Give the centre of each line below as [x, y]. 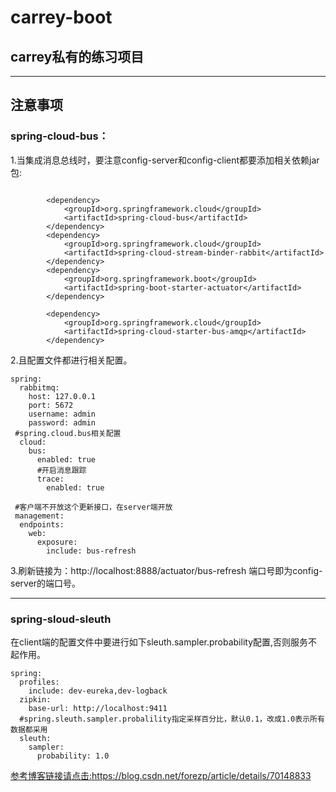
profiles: [39, 682]
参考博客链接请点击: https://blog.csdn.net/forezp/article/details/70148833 [161, 775]
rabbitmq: [39, 387]
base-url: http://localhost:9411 [98, 708]
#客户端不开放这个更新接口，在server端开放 [93, 507]
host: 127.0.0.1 [62, 396]
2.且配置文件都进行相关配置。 [71, 360]
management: [39, 516]
